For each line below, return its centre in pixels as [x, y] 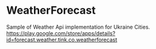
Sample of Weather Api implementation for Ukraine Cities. [78, 27]
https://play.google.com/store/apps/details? [61, 33]
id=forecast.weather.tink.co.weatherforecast [62, 39]
